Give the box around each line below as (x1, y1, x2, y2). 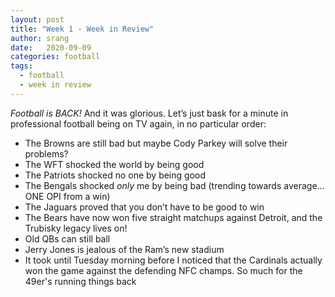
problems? (24, 147, 69, 160)
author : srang (10, 33, 70, 43)
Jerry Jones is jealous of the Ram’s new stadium (24, 243, 225, 255)
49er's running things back (24, 275, 137, 287)
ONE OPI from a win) (24, 190, 111, 202)
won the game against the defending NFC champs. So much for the (24, 264, 303, 276)
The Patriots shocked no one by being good (24, 169, 206, 181)
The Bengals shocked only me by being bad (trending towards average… (24, 179, 325, 191)
